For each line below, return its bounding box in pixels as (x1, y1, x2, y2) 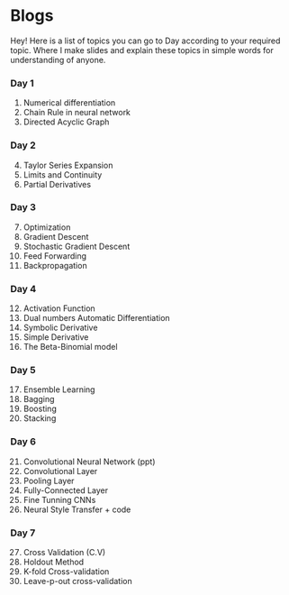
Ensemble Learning (23, 384, 95, 395)
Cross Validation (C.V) (23, 547, 106, 558)
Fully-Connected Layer (23, 484, 109, 496)
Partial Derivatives (23, 178, 92, 189)
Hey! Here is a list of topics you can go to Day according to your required (10, 35, 281, 46)
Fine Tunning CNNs (23, 494, 96, 505)
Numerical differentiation (23, 97, 116, 108)
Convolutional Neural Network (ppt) (23, 456, 156, 467)
